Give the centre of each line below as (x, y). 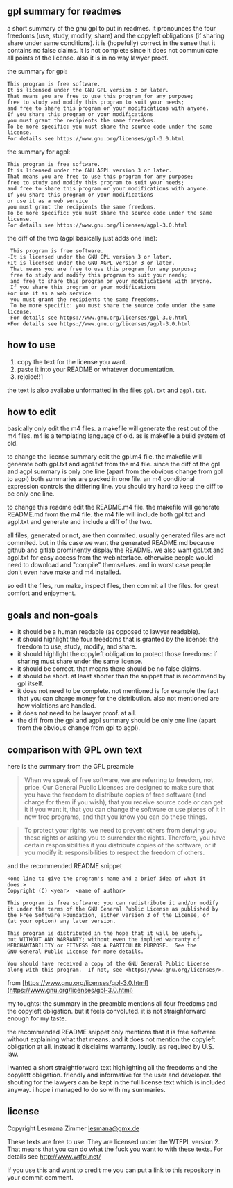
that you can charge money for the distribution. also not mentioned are (118, 699)
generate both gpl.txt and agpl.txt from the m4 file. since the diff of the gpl (114, 464)
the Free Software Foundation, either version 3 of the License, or (108, 916)
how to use (32, 345)
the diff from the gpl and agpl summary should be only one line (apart (116, 721)
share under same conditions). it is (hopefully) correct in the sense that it (111, 43)
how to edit (32, 412)
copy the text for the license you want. (72, 361)
